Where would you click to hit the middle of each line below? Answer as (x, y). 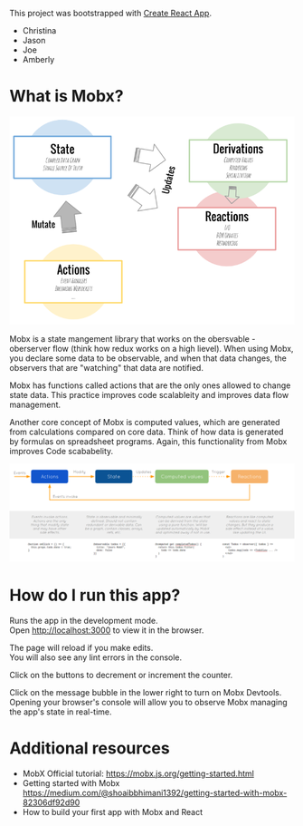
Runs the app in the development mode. (84, 620)
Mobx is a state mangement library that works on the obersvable (130, 339)
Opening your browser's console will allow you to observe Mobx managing (148, 702)
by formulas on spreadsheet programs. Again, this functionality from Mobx (148, 442)
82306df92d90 (51, 802)
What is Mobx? (66, 97)
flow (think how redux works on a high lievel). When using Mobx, (173, 349)
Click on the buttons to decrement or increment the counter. (121, 675)
